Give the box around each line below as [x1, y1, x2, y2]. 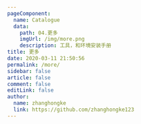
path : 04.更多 [19, 29, 58, 37]
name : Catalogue [13, 17, 60, 23]
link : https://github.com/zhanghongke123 [13, 106, 135, 113]
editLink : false [7, 87, 54, 94]
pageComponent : [7, 10, 51, 17]
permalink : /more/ [7, 61, 60, 68]
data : [13, 23, 30, 30]
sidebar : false [7, 68, 51, 74]
